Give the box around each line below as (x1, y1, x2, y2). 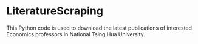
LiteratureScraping (6, 4, 103, 18)
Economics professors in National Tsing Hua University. (6, 30, 146, 37)
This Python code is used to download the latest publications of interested (6, 24, 193, 31)
